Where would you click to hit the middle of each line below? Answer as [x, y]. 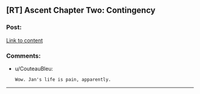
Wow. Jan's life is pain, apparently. [63, 79]
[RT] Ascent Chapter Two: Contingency [81, 10]
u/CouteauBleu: [34, 68]
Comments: [24, 55]
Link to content [25, 40]
